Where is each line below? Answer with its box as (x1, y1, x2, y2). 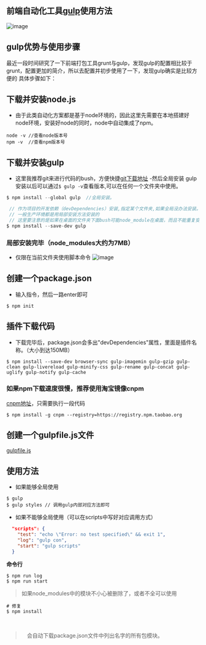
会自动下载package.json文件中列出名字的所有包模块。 (26, 632, 164, 639)
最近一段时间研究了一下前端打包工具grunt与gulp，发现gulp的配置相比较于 (6, 59, 193, 66)
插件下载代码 (6, 321, 55, 332)
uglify (6, 369, 23, 375)
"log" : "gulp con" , (17, 537, 67, 544)
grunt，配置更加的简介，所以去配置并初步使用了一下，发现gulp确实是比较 (6, 67, 192, 74)
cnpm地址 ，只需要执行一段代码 (6, 399, 86, 406)
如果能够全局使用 (15, 483, 59, 490)
